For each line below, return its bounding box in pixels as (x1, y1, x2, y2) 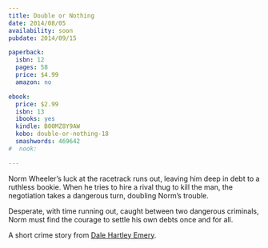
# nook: (8, 145, 38, 153)
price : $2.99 (15, 100, 59, 108)
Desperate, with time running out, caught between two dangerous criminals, (8, 206, 259, 216)
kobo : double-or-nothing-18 (15, 130, 110, 138)
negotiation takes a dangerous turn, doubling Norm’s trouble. (8, 190, 210, 200)
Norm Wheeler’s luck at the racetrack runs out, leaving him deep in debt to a (8, 174, 260, 183)
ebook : (8, 93, 30, 101)
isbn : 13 (15, 107, 45, 116)
